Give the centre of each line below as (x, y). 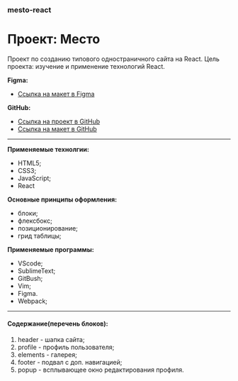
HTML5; (29, 163)
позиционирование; (47, 228)
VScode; (30, 263)
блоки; (28, 213)
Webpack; (33, 301)
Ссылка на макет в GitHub (57, 128)
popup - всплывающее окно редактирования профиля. (101, 370)
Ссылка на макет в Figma (56, 94)
